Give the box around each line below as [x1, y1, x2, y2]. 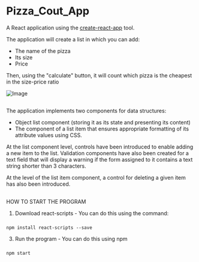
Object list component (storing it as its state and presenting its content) [14, 119, 191, 126]
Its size [14, 53, 33, 61]
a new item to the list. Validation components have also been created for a [6, 150, 189, 157]
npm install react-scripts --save [6, 224, 93, 231]
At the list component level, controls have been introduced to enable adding [6, 143, 194, 151]
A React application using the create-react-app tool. [6, 24, 135, 31]
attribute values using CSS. [14, 132, 82, 139]
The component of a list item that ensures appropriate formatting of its [14, 125, 189, 133]
